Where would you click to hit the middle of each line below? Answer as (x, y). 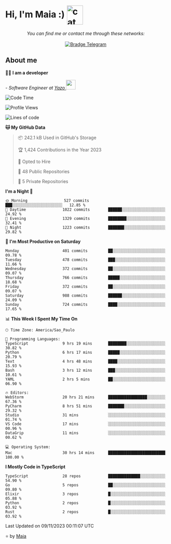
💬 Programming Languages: (33, 339)
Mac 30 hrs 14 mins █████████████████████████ (86, 452)
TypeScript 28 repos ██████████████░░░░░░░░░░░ (86, 476)
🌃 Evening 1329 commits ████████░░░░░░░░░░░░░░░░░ (86, 218)
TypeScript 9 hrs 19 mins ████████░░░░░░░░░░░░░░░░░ (86, 343)
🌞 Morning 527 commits (47, 200)
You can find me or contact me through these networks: (86, 33)
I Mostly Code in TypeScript (35, 467)
